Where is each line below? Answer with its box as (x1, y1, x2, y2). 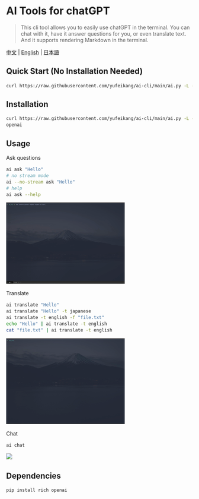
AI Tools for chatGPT (6, 4, 111, 18)
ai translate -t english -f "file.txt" (6, 315, 105, 321)
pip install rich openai (6, 487, 68, 494)
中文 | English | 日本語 (6, 49, 59, 56)
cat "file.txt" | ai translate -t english (6, 327, 113, 333)
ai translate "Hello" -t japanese (6, 308, 92, 314)
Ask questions (6, 154, 41, 161)
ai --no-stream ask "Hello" (6, 179, 76, 185)
